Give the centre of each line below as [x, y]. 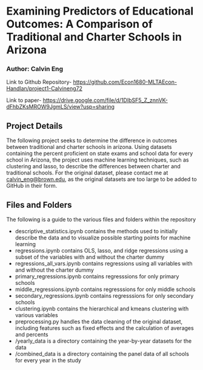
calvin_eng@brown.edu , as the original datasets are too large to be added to [101, 179]
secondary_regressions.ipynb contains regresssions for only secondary [104, 296]
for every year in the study [48, 360]
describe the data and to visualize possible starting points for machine [103, 238]
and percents [32, 335]
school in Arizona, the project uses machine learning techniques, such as [98, 160]
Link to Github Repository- [39, 82]
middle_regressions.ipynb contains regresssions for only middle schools [105, 289]
